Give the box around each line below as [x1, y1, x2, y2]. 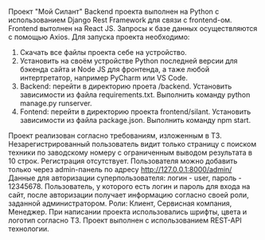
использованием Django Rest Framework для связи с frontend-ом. [8, 15, 232, 25]
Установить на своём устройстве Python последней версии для [19, 56, 238, 65]
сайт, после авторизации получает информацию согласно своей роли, [8, 191, 249, 199]
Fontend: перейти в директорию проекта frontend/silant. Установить [19, 107, 251, 116]
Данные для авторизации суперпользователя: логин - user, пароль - [8, 173, 242, 183]
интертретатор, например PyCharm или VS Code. [19, 73, 189, 82]
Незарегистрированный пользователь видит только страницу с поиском [8, 140, 257, 148]
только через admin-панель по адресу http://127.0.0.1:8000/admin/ [8, 165, 232, 174]
